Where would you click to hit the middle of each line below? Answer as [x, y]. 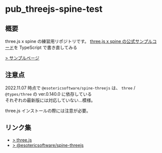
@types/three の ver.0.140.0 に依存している [49, 94]
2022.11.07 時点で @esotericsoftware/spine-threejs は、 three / [70, 88]
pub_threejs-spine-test [54, 9]
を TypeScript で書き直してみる [46, 47]
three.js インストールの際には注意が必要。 [48, 111]
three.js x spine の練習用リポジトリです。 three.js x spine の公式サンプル [79, 41]
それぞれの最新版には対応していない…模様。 [50, 100]
